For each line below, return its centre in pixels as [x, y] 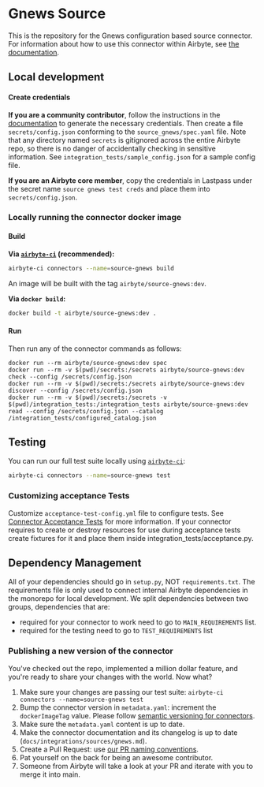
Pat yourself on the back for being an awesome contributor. [116, 757]
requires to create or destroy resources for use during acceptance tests [125, 530]
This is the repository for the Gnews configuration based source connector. [130, 35]
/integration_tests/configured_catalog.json [82, 418]
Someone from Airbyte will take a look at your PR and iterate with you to [136, 766]
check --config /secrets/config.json [70, 377]
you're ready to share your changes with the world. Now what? [110, 677]
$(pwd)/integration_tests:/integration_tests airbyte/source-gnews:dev [128, 404]
